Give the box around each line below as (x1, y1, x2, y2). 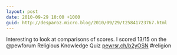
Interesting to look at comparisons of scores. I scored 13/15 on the (6, 36, 167, 43)
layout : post (6, 8, 38, 15)
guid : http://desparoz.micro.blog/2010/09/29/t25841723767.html (6, 20, 168, 25)
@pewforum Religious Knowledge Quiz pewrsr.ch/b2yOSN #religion (6, 42, 172, 49)
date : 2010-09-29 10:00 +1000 (6, 14, 81, 20)
